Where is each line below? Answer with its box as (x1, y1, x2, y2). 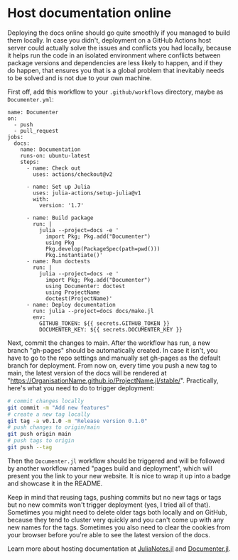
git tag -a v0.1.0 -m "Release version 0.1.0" (7, 417, 148, 424)
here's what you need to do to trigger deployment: (7, 383, 155, 392)
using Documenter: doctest (45, 282, 126, 290)
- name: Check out (26, 165, 81, 172)
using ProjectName (45, 289, 100, 296)
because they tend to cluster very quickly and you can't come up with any (7, 515, 225, 524)
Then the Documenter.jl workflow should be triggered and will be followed (7, 456, 225, 465)
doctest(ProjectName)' (45, 295, 113, 302)
